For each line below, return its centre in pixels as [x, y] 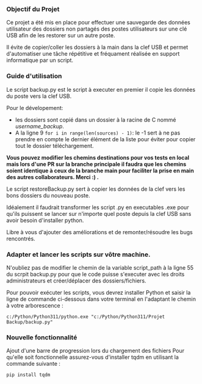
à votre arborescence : [35, 305]
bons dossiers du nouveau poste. [48, 195]
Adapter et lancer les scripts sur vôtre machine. [78, 254]
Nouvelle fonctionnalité [42, 337]
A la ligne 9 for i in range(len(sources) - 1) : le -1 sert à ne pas [98, 133]
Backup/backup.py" [30, 322]
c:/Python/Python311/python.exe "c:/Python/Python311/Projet [86, 317]
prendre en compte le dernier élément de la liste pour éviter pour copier [105, 139]
